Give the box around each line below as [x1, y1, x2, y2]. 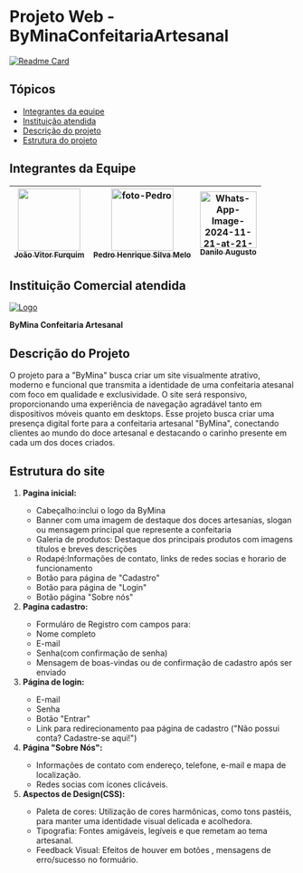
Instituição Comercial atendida [9, 278, 186, 293]
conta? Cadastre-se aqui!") [35, 733, 137, 743]
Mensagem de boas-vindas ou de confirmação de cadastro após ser [35, 657, 292, 667]
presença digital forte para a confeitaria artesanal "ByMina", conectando [9, 418, 279, 429]
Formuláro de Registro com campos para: [35, 619, 192, 629]
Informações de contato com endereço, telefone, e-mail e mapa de [35, 760, 287, 771]
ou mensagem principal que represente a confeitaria [35, 524, 232, 535]
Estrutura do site [9, 464, 106, 479]
